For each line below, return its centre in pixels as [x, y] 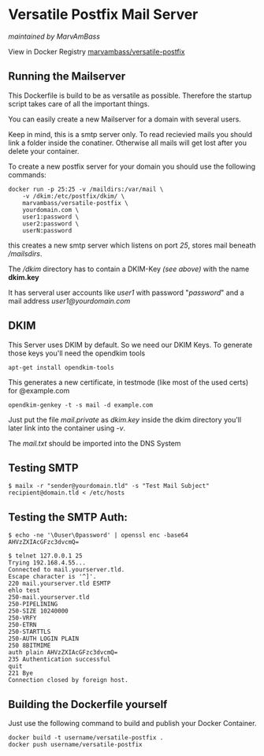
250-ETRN [22, 625]
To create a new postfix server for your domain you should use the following [132, 166]
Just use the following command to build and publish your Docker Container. [132, 723]
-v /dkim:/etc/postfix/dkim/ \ [74, 196]
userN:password [47, 230]
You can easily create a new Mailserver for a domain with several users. [125, 119]
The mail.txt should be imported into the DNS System [95, 443]
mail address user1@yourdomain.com [69, 300]
